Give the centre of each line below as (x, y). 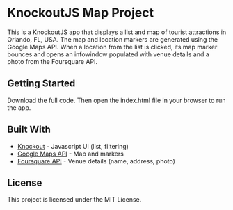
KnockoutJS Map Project (81, 13)
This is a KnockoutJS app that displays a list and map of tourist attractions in (117, 32)
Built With (29, 130)
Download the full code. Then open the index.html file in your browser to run (116, 100)
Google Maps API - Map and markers (70, 154)
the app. (19, 107)
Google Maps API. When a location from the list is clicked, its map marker (112, 47)
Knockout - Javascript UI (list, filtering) (73, 146)
